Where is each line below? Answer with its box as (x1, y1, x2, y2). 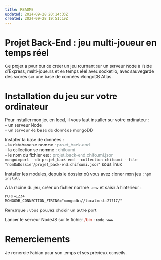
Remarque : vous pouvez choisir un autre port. (5, 207, 98, 213)
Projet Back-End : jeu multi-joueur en (5, 37, 157, 48)
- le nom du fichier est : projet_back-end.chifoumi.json (5, 152, 114, 158)
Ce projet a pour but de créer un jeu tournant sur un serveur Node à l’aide (5, 64, 152, 69)
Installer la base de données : (5, 137, 64, 143)
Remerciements (5, 234, 70, 245)
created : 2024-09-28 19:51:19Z (5, 16, 68, 21)
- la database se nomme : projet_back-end (5, 142, 90, 148)
